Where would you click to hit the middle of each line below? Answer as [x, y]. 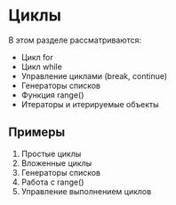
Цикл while [42, 67]
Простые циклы [51, 154]
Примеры [37, 133]
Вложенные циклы [56, 163]
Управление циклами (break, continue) [94, 75]
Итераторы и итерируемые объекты [90, 104]
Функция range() [52, 95]
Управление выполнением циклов [86, 191]
